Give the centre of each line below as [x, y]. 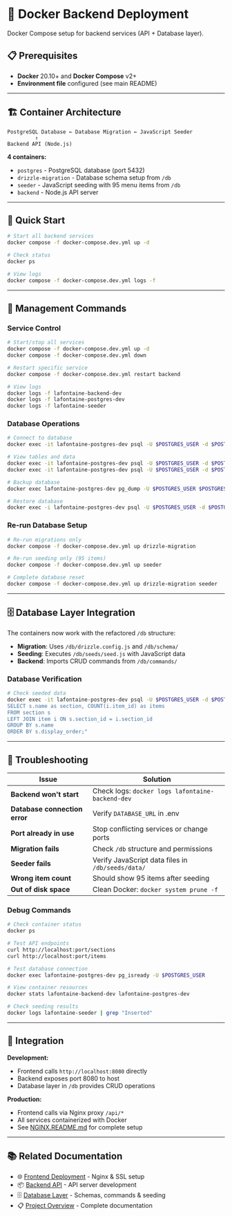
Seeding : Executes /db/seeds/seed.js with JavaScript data [101, 653]
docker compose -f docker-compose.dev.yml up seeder [85, 565]
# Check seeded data [37, 693]
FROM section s [29, 712]
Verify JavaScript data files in [140, 860]
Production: [25, 1099]
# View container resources [48, 988]
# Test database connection [48, 969]
